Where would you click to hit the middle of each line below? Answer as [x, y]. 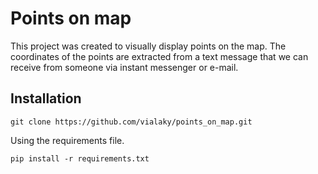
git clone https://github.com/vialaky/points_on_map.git [131, 122]
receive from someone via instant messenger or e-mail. [124, 67]
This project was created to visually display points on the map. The [148, 46]
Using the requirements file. [67, 140]
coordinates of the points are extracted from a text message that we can [159, 56]
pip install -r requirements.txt [80, 158]
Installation [46, 98]
